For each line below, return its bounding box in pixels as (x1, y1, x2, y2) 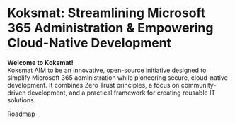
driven (7, 88, 26, 97)
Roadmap (7, 109, 35, 118)
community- (180, 81, 217, 89)
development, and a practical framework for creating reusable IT (27, 88, 216, 97)
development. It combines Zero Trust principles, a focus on (7, 81, 180, 89)
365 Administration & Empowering (7, 20, 214, 36)
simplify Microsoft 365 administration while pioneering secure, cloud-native (7, 73, 228, 82)
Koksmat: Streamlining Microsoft (7, 5, 206, 21)
